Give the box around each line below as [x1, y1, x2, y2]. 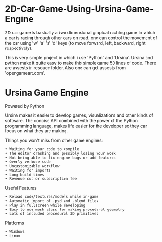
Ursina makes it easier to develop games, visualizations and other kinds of [5, 113, 154, 118]
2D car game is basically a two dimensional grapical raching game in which [5, 30, 156, 35]
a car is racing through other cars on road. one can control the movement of [5, 35, 158, 41]
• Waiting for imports [5, 168, 51, 173]
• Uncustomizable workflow [5, 163, 60, 168]
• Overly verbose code [5, 159, 51, 164]
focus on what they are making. [5, 128, 68, 134]
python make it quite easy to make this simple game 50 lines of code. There [5, 60, 157, 65]
